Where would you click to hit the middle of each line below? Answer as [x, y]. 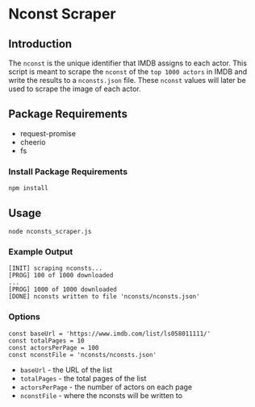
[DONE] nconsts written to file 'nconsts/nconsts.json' [104, 297]
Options [24, 317]
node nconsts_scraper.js [50, 231]
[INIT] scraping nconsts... [56, 268]
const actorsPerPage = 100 [54, 347]
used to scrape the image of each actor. [75, 89]
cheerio [33, 142]
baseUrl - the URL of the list [66, 370]
